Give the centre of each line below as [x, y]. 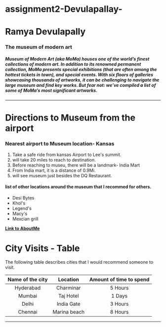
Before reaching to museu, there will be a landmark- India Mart [76, 165]
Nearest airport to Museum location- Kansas [60, 144]
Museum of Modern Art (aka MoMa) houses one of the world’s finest [77, 59]
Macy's [20, 213]
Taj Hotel [69, 296]
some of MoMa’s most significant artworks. [51, 90]
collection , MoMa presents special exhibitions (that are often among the [81, 69]
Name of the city [28, 279]
